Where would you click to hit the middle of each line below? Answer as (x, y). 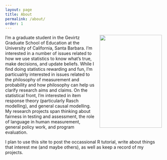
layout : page (19, 10)
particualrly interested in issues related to (48, 74)
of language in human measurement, (43, 122)
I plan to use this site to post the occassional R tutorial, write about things (80, 142)
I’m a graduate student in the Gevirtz (42, 38)
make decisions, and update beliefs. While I (50, 64)
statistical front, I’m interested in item (43, 96)
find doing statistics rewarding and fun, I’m (49, 69)
